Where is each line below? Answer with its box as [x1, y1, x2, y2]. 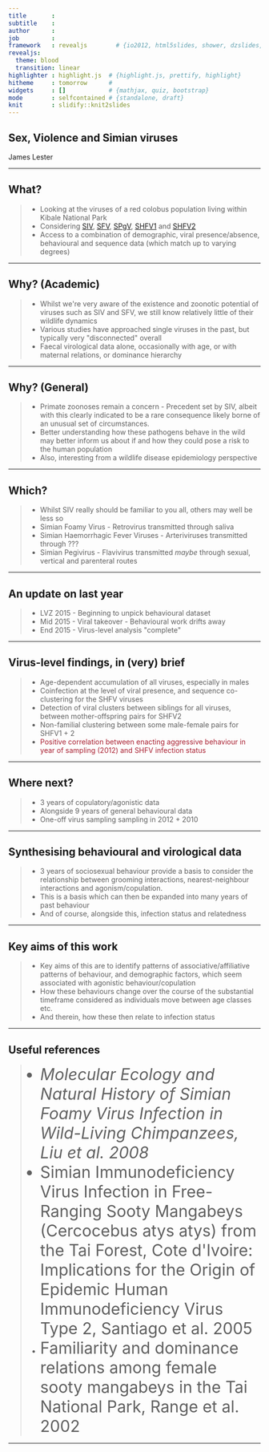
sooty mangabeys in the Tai [39, 1377, 248, 1397]
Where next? [8, 776, 74, 790]
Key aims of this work [8, 940, 118, 953]
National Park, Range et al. [39, 1397, 240, 1418]
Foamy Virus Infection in [39, 1103, 223, 1124]
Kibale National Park [39, 212, 107, 222]
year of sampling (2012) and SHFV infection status [39, 745, 207, 754]
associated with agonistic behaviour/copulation [39, 978, 196, 988]
